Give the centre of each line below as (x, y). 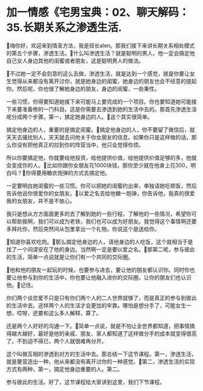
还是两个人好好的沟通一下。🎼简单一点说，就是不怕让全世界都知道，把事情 (98, 326)
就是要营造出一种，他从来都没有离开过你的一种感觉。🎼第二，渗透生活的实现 (101, 361)
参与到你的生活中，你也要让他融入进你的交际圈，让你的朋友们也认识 (107, 277)
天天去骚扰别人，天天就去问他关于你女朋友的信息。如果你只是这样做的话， (99, 137)
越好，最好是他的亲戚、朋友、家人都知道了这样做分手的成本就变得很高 (109, 333)
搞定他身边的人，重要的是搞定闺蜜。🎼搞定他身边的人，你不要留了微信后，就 (101, 129)
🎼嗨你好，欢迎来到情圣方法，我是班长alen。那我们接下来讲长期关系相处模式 (101, 45)
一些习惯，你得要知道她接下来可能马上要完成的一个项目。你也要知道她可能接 (101, 101)
